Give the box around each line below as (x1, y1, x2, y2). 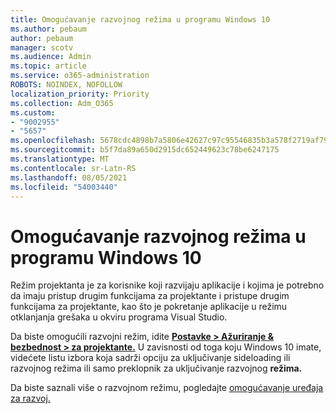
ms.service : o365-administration (10, 71, 150, 81)
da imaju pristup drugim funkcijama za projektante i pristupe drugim (10, 290, 290, 302)
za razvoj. (10, 392, 51, 405)
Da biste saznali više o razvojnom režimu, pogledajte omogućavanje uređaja (10, 382, 324, 394)
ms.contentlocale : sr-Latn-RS (10, 163, 137, 173)
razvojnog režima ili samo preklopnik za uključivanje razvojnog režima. (10, 362, 303, 375)
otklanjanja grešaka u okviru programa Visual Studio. (10, 311, 228, 323)
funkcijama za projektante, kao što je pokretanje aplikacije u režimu (10, 301, 288, 313)
